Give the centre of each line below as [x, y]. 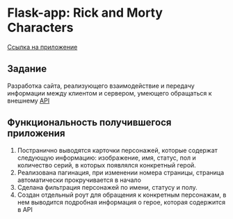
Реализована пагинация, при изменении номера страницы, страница [121, 172]
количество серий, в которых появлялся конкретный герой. [106, 165]
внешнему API [29, 100]
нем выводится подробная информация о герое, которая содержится [121, 202]
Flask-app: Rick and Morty [85, 13]
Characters [40, 28]
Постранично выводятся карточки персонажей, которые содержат [117, 150]
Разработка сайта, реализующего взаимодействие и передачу [101, 86]
